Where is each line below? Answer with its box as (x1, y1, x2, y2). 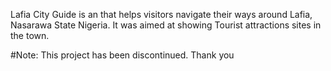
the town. (10, 30, 50, 41)
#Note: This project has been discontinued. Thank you (10, 49, 235, 61)
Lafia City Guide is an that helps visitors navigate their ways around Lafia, (10, 9, 313, 20)
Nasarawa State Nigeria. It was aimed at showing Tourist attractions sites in (10, 19, 322, 31)
